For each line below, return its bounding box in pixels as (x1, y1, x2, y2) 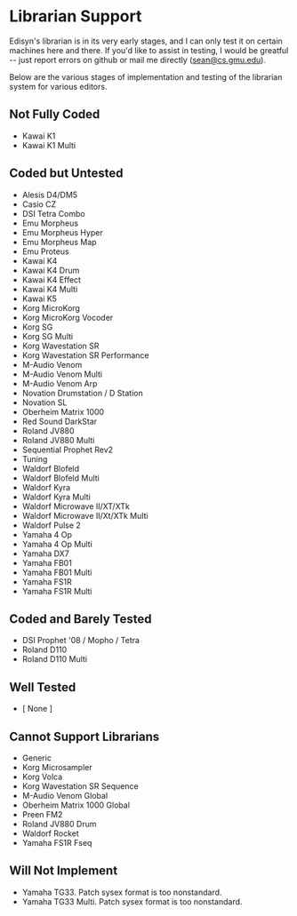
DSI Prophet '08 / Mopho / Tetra (21, 635, 140, 646)
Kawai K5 (21, 293, 58, 304)
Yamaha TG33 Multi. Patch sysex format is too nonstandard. (21, 896, 243, 907)
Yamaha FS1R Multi (21, 585, 92, 596)
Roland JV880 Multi (21, 434, 95, 445)
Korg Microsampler (21, 762, 92, 772)
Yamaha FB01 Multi (21, 567, 92, 577)
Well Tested (9, 680, 76, 695)
